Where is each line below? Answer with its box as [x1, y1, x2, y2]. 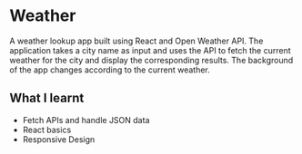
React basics [22, 124, 72, 135]
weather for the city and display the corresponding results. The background [9, 54, 294, 65]
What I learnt [9, 91, 85, 106]
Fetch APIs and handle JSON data [22, 114, 150, 125]
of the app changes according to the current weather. [9, 64, 211, 75]
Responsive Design [22, 133, 96, 145]
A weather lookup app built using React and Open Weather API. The [9, 35, 264, 46]
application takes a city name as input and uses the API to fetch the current [9, 44, 291, 55]
